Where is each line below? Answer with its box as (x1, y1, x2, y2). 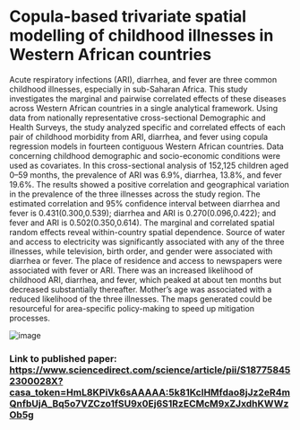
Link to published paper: (9, 352, 118, 364)
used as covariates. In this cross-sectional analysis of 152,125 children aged (9, 160, 289, 171)
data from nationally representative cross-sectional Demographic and (9, 112, 266, 123)
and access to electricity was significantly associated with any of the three (9, 236, 285, 247)
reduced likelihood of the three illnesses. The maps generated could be (9, 294, 273, 304)
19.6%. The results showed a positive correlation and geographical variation (9, 179, 289, 189)
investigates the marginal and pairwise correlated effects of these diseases (9, 92, 287, 104)
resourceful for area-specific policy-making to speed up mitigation (9, 303, 255, 313)
